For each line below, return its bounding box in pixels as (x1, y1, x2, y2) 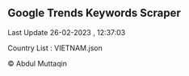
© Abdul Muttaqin (7, 58, 68, 68)
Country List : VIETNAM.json (7, 43, 103, 53)
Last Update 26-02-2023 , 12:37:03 (7, 27, 126, 37)
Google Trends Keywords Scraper (7, 6, 181, 20)
